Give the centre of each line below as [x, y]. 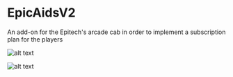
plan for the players [35, 39]
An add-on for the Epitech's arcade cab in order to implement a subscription [116, 32]
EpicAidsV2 [41, 13]
